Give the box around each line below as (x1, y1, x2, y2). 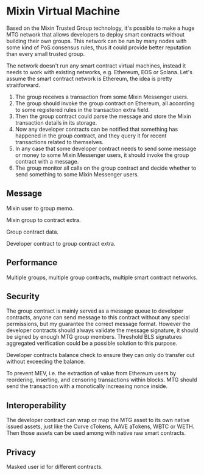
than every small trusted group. (6, 50, 85, 57)
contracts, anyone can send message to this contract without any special (6, 314, 190, 321)
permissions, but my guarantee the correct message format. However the (6, 321, 191, 328)
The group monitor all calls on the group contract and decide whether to (15, 164, 197, 172)
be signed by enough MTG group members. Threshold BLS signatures (6, 333, 182, 341)
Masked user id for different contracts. (6, 463, 104, 470)
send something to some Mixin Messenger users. (15, 170, 139, 178)
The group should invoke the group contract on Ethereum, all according (15, 99, 195, 107)
